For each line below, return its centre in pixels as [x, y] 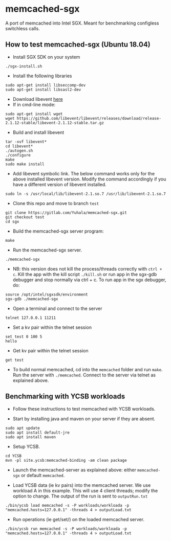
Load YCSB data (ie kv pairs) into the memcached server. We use [82, 485]
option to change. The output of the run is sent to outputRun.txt [80, 496]
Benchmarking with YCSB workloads [65, 397]
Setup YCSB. [26, 446]
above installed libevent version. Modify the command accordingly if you [89, 179]
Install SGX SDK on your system [46, 57]
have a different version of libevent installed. [59, 184]
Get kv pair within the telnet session [50, 350]
